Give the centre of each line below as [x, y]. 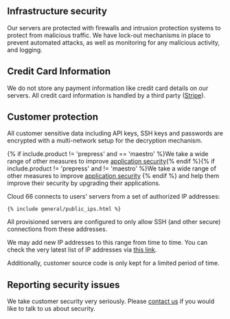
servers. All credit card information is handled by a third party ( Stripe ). [106, 95]
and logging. [25, 49]
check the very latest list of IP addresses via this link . [82, 250]
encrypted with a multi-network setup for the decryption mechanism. [105, 141]
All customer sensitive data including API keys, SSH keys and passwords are [115, 133]
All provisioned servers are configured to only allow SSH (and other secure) [114, 222]
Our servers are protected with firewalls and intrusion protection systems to [114, 27]
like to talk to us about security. [51, 309]
